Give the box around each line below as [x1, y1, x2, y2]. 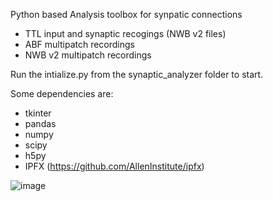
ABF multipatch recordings [24, 39, 135, 50]
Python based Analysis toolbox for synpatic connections [10, 9, 243, 20]
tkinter [24, 107, 52, 119]
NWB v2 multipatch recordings [24, 49, 152, 61]
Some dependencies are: [10, 88, 114, 99]
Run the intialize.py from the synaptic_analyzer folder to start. [10, 69, 264, 80]
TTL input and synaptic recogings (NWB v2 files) [24, 28, 227, 39]
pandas [24, 118, 57, 129]
